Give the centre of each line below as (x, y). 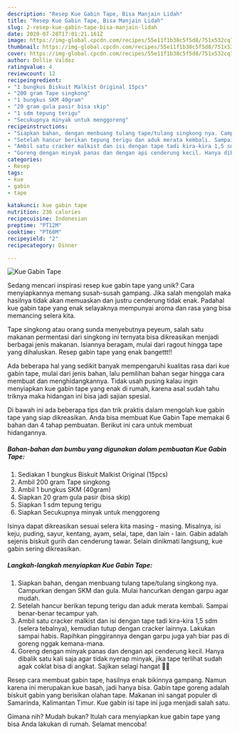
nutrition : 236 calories (44, 212)
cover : (17, 54)
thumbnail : (23, 47)
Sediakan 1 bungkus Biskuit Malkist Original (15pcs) (93, 475)
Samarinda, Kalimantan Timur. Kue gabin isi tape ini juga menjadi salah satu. (118, 703)
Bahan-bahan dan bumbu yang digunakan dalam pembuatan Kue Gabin (117, 449)
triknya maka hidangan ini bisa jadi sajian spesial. (79, 397)
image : (17, 41)
